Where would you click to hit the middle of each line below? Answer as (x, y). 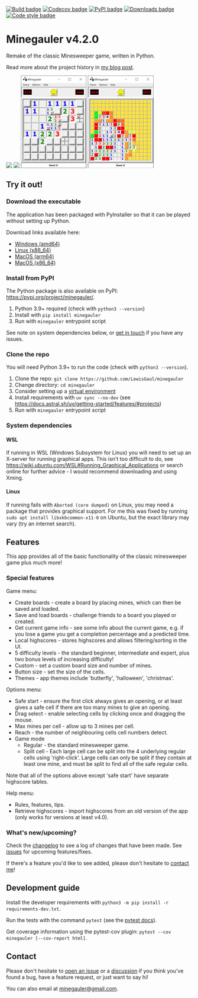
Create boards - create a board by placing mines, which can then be (98, 602)
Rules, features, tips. (40, 804)
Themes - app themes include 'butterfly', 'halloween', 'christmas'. (94, 678)
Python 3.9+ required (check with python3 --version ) (80, 309)
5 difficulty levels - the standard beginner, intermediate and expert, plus (102, 653)
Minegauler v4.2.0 (53, 39)
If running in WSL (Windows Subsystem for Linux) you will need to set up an (99, 453)
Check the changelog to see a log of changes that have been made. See (94, 845)
